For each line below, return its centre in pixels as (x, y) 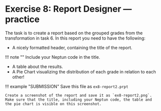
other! (18, 77)
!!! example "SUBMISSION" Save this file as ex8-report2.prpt (67, 86)
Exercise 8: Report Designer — (69, 9)
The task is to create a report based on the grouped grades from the (74, 33)
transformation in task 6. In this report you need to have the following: (75, 38)
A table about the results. (37, 67)
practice (23, 19)
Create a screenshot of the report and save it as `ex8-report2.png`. (79, 95)
